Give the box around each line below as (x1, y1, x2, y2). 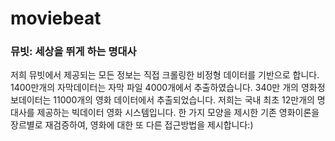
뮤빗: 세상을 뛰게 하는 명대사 (10, 45, 137, 59)
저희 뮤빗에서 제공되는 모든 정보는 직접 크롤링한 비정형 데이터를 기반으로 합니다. (10, 69, 320, 81)
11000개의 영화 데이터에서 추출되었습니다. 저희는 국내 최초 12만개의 (53, 94, 315, 106)
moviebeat (10, 7, 102, 30)
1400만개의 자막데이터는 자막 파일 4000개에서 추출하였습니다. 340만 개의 (10, 82, 299, 94)
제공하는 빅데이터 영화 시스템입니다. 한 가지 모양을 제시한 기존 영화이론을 (36, 107, 320, 119)
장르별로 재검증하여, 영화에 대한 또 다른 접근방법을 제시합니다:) (10, 119, 254, 131)
